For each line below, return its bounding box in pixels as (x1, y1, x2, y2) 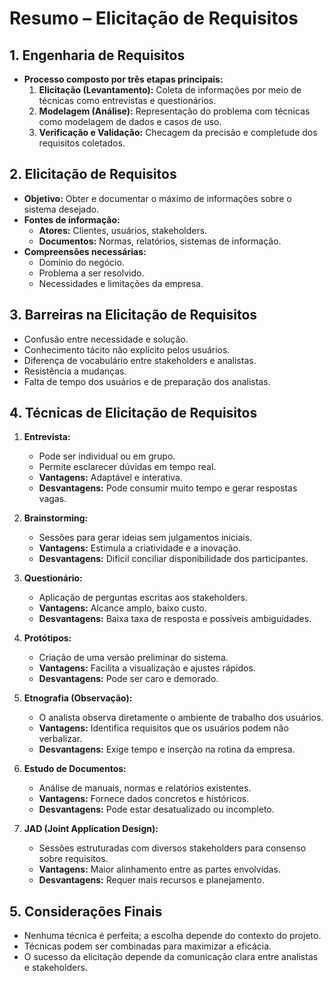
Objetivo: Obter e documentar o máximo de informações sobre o (23, 192, 292, 204)
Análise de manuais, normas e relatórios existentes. (38, 782, 252, 794)
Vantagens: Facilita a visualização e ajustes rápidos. (38, 662, 256, 674)
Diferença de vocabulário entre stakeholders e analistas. (23, 354, 257, 366)
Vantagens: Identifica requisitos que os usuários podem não (38, 722, 289, 734)
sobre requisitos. (38, 853, 109, 865)
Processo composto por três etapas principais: (23, 73, 224, 85)
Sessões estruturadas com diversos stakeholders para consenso (38, 842, 307, 854)
